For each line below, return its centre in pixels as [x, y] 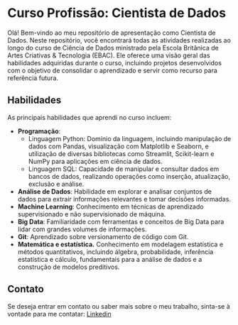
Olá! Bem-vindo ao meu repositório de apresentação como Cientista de [112, 33]
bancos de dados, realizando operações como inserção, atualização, [129, 176]
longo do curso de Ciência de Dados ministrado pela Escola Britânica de [113, 48]
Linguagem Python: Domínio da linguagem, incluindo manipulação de [130, 138]
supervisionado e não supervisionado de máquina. [92, 214]
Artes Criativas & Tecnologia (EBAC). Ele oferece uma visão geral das [109, 55]
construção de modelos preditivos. [69, 267]
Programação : [39, 131]
